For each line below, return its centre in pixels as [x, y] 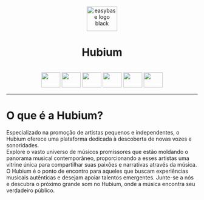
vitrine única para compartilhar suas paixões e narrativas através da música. [102, 164]
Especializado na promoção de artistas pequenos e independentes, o [93, 132]
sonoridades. [23, 145]
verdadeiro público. [31, 190]
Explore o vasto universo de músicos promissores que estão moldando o [97, 152]
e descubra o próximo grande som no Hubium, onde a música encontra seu [101, 184]
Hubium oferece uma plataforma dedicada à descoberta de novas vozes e [99, 139]
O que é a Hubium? [55, 116]
